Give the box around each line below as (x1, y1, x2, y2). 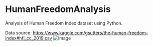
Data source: (5, 29, 32, 35)
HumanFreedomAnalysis (5, 3, 111, 15)
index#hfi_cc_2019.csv (5, 35, 52, 41)
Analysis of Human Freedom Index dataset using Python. (5, 20, 123, 26)
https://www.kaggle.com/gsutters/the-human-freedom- (32, 29, 148, 35)
